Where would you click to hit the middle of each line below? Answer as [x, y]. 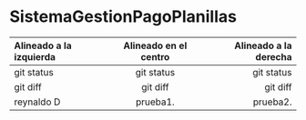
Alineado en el [155, 45]
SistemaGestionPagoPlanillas [123, 17]
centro [155, 56]
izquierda [35, 56]
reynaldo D [37, 102]
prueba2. [272, 102]
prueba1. [155, 102]
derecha [274, 56]
